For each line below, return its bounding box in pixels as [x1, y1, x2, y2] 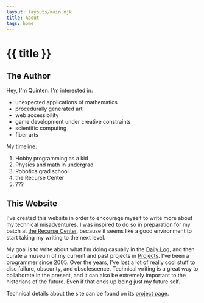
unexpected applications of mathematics [15, 99, 118, 106]
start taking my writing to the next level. [6, 234, 105, 241]
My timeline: [6, 143, 38, 150]
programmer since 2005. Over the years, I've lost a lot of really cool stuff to [6, 258, 195, 266]
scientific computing [15, 124, 67, 132]
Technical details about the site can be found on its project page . [6, 290, 169, 298]
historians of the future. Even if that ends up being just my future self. [6, 278, 181, 285]
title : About [6, 15, 40, 21]
